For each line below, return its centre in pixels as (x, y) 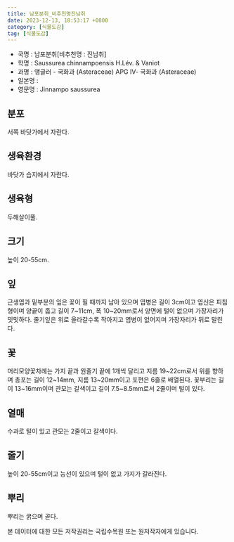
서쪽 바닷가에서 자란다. (38, 132)
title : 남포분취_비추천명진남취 (46, 14)
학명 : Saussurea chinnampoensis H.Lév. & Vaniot (89, 63)
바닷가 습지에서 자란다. (38, 174)
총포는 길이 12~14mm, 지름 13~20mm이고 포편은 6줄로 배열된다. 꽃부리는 (116, 380)
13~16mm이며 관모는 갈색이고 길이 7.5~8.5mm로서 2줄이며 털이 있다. (110, 389)
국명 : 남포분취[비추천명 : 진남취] (62, 54)
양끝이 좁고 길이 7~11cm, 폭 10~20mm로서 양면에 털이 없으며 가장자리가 (125, 311)
